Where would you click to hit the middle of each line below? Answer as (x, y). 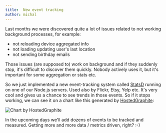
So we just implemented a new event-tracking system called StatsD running (83, 84)
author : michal (21, 14)
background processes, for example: (43, 34)
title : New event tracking (34, 10)
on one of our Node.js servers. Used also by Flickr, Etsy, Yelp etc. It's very (81, 89)
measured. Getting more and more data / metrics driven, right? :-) (73, 125)
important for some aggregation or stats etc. (51, 74)
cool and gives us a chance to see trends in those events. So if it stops (78, 95)
